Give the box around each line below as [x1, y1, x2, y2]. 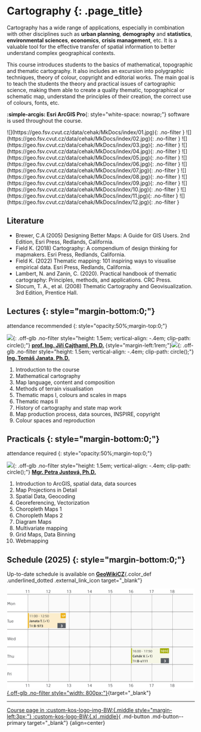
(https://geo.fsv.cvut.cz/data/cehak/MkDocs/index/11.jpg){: [7, 192, 152, 199]
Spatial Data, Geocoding [15, 493, 76, 500]
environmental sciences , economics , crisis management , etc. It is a [7, 36, 178, 44]
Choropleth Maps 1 [15, 505, 62, 513]
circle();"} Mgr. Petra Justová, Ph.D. [7, 468, 97, 476]
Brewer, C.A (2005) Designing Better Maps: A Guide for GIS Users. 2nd [15, 231, 190, 239]
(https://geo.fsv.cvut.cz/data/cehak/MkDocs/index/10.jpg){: [7, 185, 153, 193]
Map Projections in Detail [15, 486, 77, 494]
